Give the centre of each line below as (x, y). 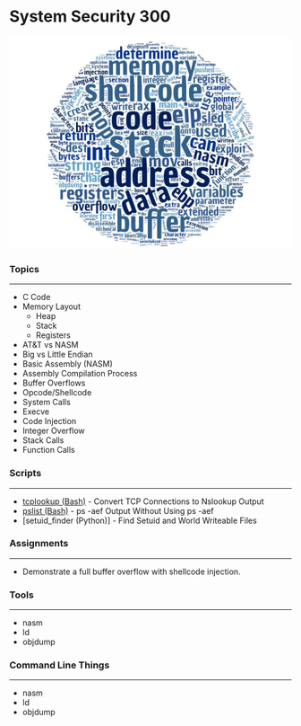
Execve (36, 412)
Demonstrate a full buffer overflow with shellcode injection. (131, 571)
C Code (36, 297)
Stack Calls (43, 440)
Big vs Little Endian (57, 354)
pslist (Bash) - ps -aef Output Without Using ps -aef (118, 510)
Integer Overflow (53, 431)
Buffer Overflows (54, 383)
